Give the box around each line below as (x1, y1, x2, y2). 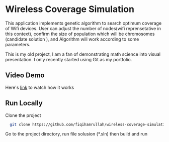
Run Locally (5, 99, 43, 107)
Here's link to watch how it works (5, 84, 74, 90)
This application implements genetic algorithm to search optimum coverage (5, 20, 162, 26)
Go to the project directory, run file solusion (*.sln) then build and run (5, 131, 148, 137)
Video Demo (5, 71, 45, 80)
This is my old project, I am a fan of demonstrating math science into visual (5, 51, 161, 57)
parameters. (5, 41, 31, 47)
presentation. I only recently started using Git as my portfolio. (5, 56, 132, 62)
